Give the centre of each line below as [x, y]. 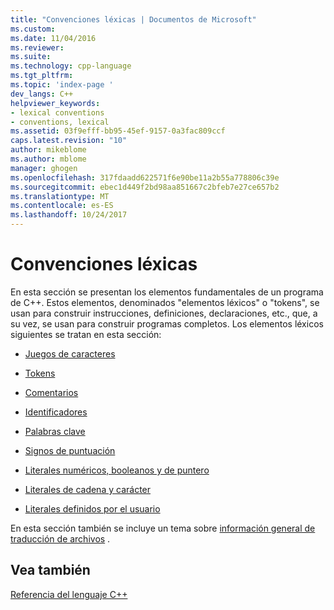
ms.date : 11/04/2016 [53, 38]
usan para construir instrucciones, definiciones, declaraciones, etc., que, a [164, 313]
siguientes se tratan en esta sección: [86, 334]
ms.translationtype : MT [60, 196]
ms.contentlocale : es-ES [62, 206]
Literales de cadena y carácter [88, 489]
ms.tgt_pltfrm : [42, 76]
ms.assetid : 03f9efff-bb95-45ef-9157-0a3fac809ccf [118, 131]
